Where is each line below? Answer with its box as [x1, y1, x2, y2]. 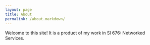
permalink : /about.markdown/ [5, 16, 65, 21]
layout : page [5, 7, 32, 12]
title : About [5, 12, 32, 17]
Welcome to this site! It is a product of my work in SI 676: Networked [5, 30, 145, 36]
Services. [5, 35, 25, 41]
